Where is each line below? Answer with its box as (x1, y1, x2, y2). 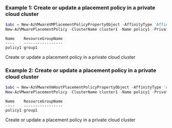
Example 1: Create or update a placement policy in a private (5, 4, 156, 11)
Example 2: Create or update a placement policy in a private (5, 67, 157, 74)
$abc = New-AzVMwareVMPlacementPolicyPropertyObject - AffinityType (5, 22, 153, 27)
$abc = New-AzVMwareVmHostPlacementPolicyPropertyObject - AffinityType (5, 85, 161, 90)
